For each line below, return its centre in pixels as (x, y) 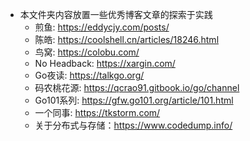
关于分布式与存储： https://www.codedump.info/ (133, 125)
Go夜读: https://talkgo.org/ (89, 75)
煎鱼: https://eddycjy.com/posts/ (102, 27)
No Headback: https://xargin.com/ (105, 63)
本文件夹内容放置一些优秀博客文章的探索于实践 (116, 14)
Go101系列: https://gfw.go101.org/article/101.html (134, 100)
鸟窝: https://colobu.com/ (87, 52)
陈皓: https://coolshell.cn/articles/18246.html (127, 39)
